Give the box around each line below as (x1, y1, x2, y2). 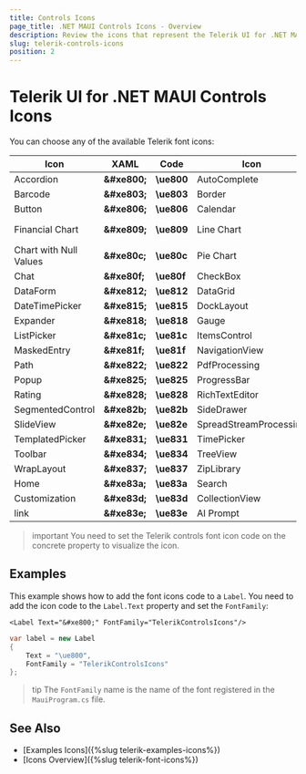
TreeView (197, 448, 238, 460)
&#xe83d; (103, 492, 148, 505)
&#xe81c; (103, 329, 147, 342)
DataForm (14, 284, 56, 297)
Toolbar (14, 448, 47, 460)
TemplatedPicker (14, 433, 87, 446)
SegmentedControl (14, 403, 96, 416)
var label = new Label (9, 634, 96, 643)
